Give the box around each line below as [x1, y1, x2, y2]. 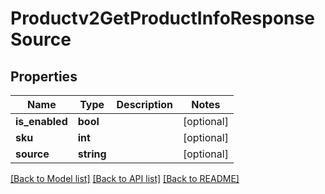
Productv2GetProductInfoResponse [10, 7, 315, 30]
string [77, 147, 107, 161]
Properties [10, 68, 78, 85]
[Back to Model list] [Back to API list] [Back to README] [10, 173, 240, 184]
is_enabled [15, 115, 68, 128]
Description [116, 98, 173, 111]
